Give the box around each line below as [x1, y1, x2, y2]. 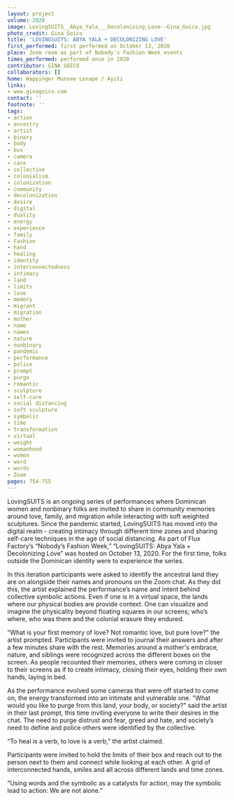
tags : [7, 108, 23, 115]
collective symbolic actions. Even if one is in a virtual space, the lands [7, 592, 208, 601]
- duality [7, 212, 36, 219]
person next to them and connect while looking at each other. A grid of [7, 757, 211, 766]
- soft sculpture [7, 407, 58, 414]
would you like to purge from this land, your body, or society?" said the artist [7, 701, 228, 709]
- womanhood [7, 445, 42, 453]
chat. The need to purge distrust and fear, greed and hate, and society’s [7, 715, 214, 724]
